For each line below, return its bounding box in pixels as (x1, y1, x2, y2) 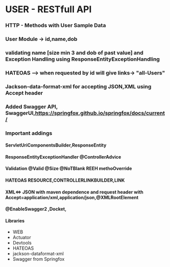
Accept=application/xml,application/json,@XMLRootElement (5, 194, 139, 200)
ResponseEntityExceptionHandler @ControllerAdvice (5, 154, 122, 160)
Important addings (5, 129, 53, 136)
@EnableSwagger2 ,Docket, (5, 206, 67, 212)
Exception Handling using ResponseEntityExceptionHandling (5, 55, 160, 62)
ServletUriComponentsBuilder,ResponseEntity (5, 142, 107, 149)
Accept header (5, 89, 43, 96)
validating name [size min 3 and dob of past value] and (5, 49, 144, 56)
